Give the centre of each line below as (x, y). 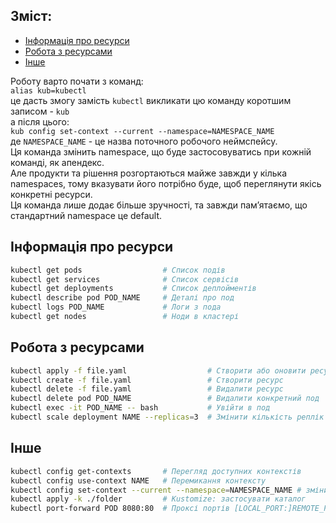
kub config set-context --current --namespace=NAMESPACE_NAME (142, 131)
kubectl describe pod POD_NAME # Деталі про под (122, 298)
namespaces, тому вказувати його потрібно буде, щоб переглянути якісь (166, 183)
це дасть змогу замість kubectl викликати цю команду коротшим (151, 100)
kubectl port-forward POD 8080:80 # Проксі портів (120, 509)
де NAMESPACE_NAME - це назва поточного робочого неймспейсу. (144, 141)
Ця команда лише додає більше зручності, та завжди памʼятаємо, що (159, 205)
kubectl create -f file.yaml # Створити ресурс (147, 380)
